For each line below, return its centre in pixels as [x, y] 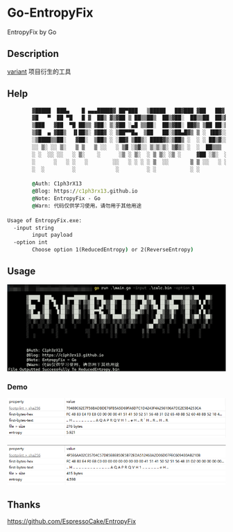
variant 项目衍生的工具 [39, 72]
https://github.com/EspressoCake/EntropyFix [72, 521]
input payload [52, 235]
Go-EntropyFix [50, 13]
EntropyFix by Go [32, 32]
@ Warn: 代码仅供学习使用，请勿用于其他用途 [87, 206]
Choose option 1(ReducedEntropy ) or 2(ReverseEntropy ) [113, 250]
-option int [31, 242]
